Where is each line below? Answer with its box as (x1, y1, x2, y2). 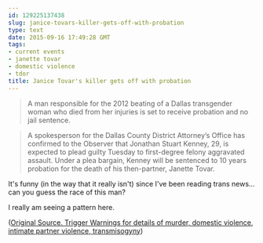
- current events (8, 48, 65, 56)
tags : (8, 41, 26, 49)
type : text (8, 26, 44, 34)
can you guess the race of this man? (8, 187, 126, 197)
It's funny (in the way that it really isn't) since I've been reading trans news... (8, 179, 255, 188)
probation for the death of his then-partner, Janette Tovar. (27, 164, 216, 173)
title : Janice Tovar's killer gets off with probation (8, 77, 192, 85)
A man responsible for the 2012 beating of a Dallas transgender (27, 99, 233, 108)
